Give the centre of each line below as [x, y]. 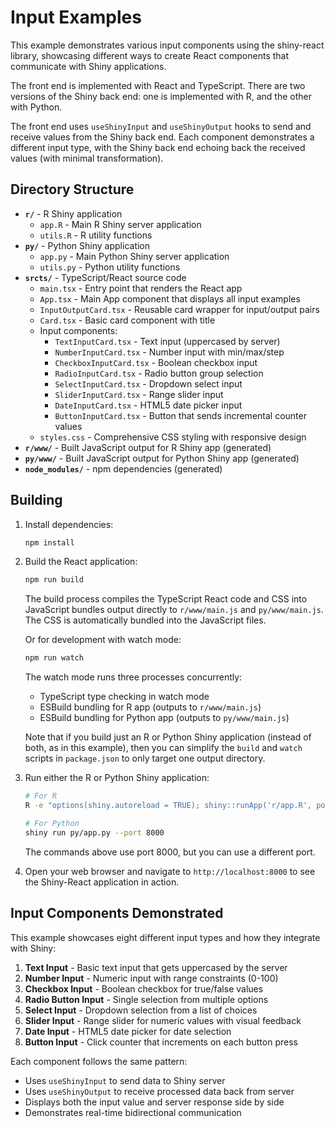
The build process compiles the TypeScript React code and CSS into [166, 599]
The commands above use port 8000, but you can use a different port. [170, 852]
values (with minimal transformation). [87, 158]
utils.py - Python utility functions [110, 267]
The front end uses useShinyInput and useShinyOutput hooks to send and [161, 126]
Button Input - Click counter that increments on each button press [161, 1042]
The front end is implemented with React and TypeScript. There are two [158, 85]
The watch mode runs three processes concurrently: [133, 677]
